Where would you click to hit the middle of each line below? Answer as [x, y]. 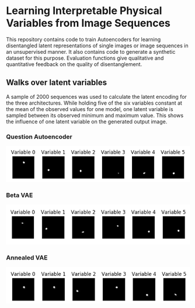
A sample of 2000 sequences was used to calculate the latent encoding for [96, 96]
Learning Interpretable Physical [84, 11]
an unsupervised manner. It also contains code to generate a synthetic [91, 51]
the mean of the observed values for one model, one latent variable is [90, 109]
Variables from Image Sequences [88, 23]
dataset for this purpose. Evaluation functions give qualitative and [85, 58]
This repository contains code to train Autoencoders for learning [83, 39]
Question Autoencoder [39, 137]
